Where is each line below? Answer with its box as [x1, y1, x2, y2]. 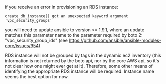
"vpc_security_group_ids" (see [5, 37, 68, 43]
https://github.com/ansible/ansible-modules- [69, 37, 161, 43]
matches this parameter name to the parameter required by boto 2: [5, 32, 143, 38]
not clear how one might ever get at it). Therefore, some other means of [5, 63, 153, 69]
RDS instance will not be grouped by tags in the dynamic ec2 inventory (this [5, 52, 161, 58]
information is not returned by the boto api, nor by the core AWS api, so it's [5, 58, 160, 64]
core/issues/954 [5, 43, 39, 49]
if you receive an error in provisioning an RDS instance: [5, 4, 118, 10]
